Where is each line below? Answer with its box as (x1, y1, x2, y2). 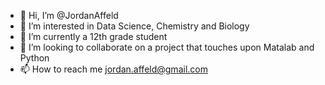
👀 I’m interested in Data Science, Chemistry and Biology (19, 20, 250, 32)
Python (19, 52, 50, 64)
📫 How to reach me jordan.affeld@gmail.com (19, 63, 208, 75)
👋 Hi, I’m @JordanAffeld (19, 10, 119, 21)
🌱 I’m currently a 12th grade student (19, 31, 168, 42)
